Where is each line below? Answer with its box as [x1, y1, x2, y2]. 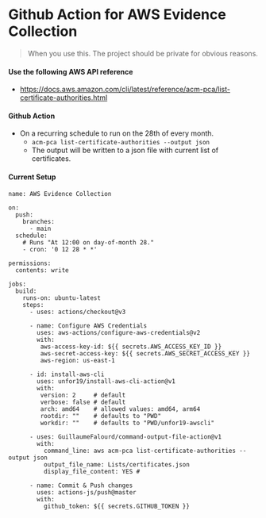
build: [15, 287, 37, 295]
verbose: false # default [40, 398, 126, 406]
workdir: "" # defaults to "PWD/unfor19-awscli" [40, 419, 215, 427]
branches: [22, 217, 56, 225]
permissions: [8, 259, 52, 267]
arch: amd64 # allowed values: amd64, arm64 [40, 405, 201, 413]
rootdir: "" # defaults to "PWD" [40, 412, 161, 420]
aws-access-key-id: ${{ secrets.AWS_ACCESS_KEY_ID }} [40, 343, 222, 351]
